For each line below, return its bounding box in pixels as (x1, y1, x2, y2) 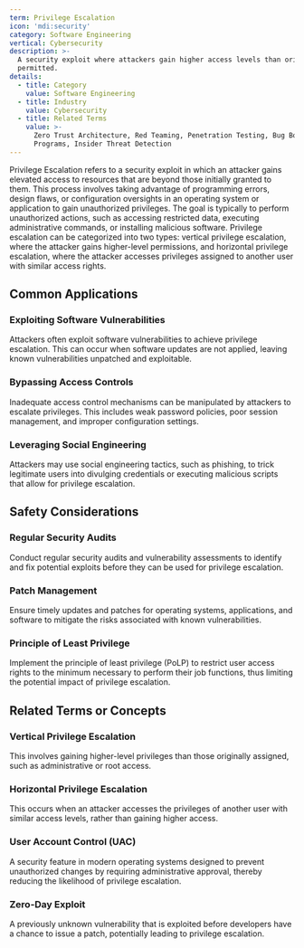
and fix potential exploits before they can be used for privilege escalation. (9, 562, 284, 573)
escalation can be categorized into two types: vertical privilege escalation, (9, 232, 287, 242)
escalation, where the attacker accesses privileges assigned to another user (9, 251, 294, 261)
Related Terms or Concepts (9, 703, 166, 718)
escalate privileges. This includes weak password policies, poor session (9, 406, 279, 417)
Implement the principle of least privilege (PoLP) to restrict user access (9, 658, 275, 668)
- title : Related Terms (17, 114, 107, 123)
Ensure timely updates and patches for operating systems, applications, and (9, 605, 293, 616)
